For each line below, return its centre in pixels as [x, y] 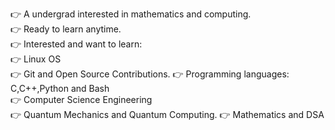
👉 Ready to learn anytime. [66, 29]
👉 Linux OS [36, 59]
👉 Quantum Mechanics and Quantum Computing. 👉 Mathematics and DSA [167, 114]
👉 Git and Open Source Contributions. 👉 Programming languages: [150, 74]
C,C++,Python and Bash [60, 88]
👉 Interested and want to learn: [76, 44]
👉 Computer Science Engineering [81, 99]
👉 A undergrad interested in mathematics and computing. [131, 14]
